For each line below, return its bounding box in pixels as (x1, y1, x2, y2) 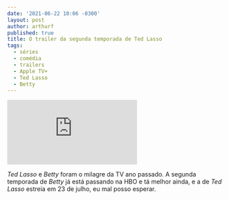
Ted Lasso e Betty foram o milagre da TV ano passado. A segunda (7, 170, 196, 179)
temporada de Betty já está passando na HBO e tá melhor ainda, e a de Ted (7, 177, 222, 186)
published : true (7, 29, 54, 37)
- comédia (13, 55, 42, 62)
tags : (7, 42, 23, 49)
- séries (13, 49, 39, 56)
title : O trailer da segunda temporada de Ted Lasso (7, 36, 163, 43)
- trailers (13, 61, 45, 68)
